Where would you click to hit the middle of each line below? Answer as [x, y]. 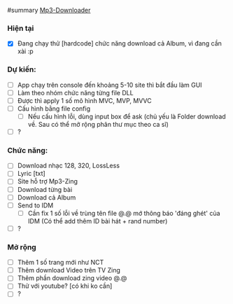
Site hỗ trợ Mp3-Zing [48, 181]
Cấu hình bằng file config [54, 109]
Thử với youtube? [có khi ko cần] [65, 286]
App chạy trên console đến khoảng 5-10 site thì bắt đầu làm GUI [110, 85]
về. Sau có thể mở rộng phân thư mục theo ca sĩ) [98, 124]
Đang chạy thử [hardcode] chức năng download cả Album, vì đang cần [120, 43]
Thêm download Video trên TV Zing [69, 270]
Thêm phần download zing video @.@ [72, 278]
